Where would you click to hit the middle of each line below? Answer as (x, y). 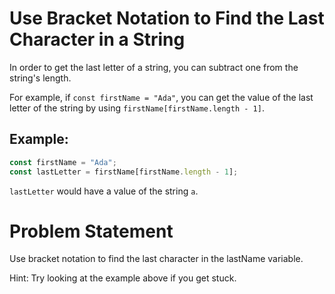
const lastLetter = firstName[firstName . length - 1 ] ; (124, 172)
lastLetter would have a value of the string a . (104, 191)
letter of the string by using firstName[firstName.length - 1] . (137, 108)
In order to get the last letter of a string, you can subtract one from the (154, 67)
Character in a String (97, 39)
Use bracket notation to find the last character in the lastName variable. (156, 259)
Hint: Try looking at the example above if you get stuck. (123, 278)
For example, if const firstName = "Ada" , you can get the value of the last (161, 97)
